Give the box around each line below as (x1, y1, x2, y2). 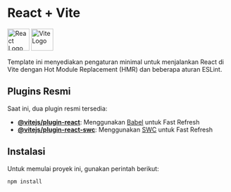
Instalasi (7, 146, 46, 158)
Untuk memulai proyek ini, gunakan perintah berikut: (7, 164, 160, 173)
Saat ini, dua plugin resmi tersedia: (7, 104, 108, 113)
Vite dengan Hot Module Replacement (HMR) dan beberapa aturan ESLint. (7, 65, 223, 73)
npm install (7, 178, 42, 185)
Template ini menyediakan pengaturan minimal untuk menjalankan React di (7, 58, 224, 66)
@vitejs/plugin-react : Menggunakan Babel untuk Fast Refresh (17, 117, 200, 126)
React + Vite (7, 5, 81, 21)
